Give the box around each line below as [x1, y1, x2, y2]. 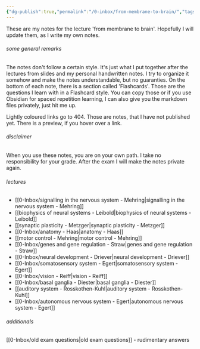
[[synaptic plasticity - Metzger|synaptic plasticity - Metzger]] [14, 222, 165, 229]
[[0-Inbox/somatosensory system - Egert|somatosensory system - [14, 260, 179, 267]
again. [6, 165, 22, 172]
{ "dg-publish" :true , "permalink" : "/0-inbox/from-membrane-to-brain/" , [6, 8, 183, 15]
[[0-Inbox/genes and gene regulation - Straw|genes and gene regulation [14, 241, 193, 248]
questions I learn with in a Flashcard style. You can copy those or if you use [6, 89, 192, 96]
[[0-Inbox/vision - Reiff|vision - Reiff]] [14, 273, 108, 280]
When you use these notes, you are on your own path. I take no [6, 152, 162, 159]
